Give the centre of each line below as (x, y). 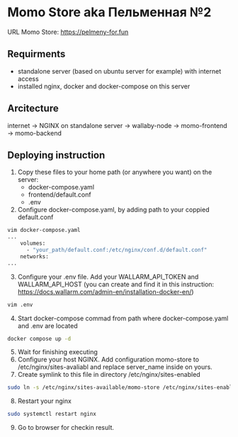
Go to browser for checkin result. (66, 428)
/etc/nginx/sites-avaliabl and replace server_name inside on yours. (115, 367)
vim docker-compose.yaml (44, 231)
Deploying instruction (56, 155)
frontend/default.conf (59, 194)
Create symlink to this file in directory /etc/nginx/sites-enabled (109, 375)
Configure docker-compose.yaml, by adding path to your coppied (113, 210)
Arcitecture (33, 109)
